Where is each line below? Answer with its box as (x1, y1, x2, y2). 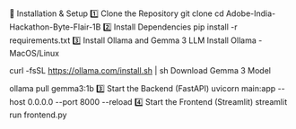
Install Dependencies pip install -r (113, 21, 238, 32)
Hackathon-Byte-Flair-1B (9, 21, 101, 32)
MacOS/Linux (9, 48, 60, 58)
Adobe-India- (225, 8, 276, 19)
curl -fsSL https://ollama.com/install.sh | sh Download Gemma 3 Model (9, 65, 272, 75)
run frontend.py (9, 109, 67, 120)
